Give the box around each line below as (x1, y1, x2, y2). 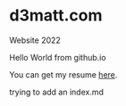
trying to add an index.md (9, 86, 105, 97)
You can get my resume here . (9, 69, 118, 80)
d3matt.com (9, 5, 103, 26)
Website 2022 (9, 35, 61, 45)
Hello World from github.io (9, 52, 106, 62)
